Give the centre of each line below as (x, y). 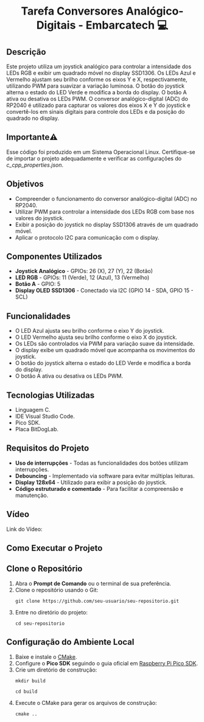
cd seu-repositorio (40, 623)
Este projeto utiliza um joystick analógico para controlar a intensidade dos (99, 66)
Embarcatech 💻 (127, 25)
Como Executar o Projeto (55, 548)
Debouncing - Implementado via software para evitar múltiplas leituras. (105, 476)
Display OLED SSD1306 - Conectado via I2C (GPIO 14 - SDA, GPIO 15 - (104, 291)
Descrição (26, 52)
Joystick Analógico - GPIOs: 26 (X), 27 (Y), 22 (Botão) (84, 271)
